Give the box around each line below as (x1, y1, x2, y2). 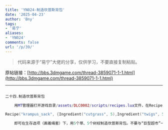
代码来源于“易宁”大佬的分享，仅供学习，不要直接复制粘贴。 (17, 58, 140, 65)
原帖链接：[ (5, 69, 29, 75)
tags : (5, 21, 16, 26)
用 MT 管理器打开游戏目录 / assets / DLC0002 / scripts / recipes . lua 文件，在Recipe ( (14, 103, 165, 108)
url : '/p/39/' (5, 44, 35, 49)
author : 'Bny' (5, 16, 35, 21)
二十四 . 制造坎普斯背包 (5, 93, 45, 99)
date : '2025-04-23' (5, 12, 46, 17)
